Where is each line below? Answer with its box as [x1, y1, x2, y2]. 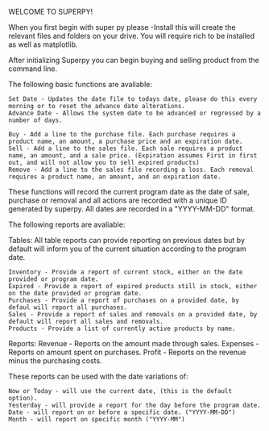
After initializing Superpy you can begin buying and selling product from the [8, 56, 259, 65]
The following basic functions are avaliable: [8, 80, 153, 89]
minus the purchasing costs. [8, 356, 102, 366]
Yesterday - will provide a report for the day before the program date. [8, 401, 262, 409]
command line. [8, 64, 58, 73]
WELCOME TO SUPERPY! [8, 7, 93, 16]
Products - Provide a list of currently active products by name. [8, 324, 236, 333]
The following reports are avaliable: [8, 220, 126, 229]
